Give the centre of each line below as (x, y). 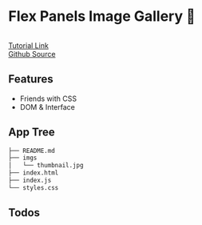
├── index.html (34, 173)
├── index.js (30, 181)
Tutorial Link (29, 45)
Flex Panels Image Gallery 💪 (102, 16)
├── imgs (23, 158)
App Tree (32, 133)
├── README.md (32, 151)
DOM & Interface (48, 106)
